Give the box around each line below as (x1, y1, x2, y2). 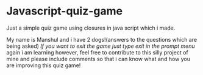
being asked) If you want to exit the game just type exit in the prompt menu (6, 42, 195, 50)
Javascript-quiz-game (6, 4, 123, 18)
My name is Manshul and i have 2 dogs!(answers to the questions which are (6, 36, 197, 43)
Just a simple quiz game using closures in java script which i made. (6, 24, 176, 31)
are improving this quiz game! (6, 62, 81, 69)
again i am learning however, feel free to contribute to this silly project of (6, 48, 188, 56)
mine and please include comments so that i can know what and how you (6, 55, 191, 62)
